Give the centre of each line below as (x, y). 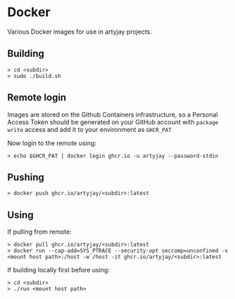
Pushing (26, 177)
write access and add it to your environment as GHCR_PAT (90, 129)
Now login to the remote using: (52, 143)
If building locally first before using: (59, 270)
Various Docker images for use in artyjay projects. (80, 32)
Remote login (37, 98)
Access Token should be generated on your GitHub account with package (113, 122)
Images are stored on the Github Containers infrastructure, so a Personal (113, 114)
